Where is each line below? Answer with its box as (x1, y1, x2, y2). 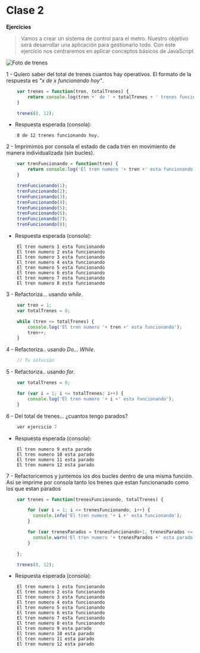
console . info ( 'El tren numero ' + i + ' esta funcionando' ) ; (32, 513, 183, 519)
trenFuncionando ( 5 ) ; (17, 205, 68, 211)
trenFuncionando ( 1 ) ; (17, 183, 68, 189)
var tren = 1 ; (17, 302, 52, 309)
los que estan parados (6, 485, 61, 492)
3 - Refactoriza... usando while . (6, 291, 83, 298)
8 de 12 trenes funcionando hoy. (17, 132, 100, 139)
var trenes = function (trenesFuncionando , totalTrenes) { (17, 496, 164, 502)
